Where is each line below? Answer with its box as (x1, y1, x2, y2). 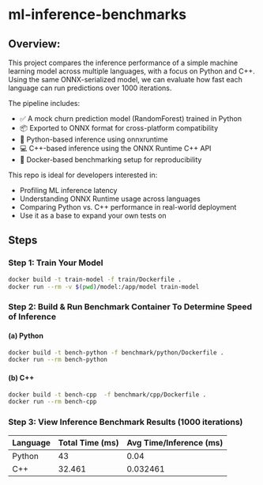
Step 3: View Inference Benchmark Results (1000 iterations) (8, 417, 243, 428)
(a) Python (8, 331, 43, 340)
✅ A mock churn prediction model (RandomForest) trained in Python (19, 114, 242, 123)
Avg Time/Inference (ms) (126, 437, 224, 448)
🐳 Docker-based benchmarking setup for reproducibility (19, 155, 202, 164)
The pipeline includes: (8, 99, 81, 108)
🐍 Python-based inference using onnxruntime (19, 135, 168, 144)
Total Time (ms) (58, 437, 119, 448)
